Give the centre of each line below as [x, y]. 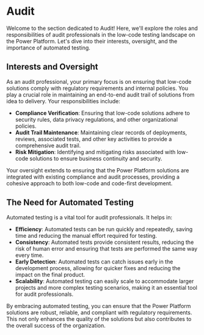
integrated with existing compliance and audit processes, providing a [93, 177]
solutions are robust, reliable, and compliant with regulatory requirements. [99, 312]
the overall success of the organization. [56, 325]
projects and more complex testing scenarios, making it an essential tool [106, 287]
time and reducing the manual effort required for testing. [86, 235]
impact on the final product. [50, 274]
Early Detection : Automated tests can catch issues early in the [94, 262]
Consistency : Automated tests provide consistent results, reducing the [104, 242]
